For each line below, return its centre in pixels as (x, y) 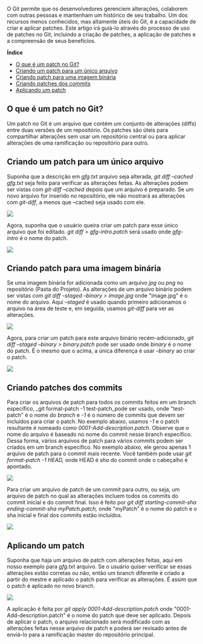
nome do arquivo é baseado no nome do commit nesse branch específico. (99, 434)
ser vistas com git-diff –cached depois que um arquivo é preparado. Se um (100, 189)
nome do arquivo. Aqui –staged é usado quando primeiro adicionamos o (97, 302)
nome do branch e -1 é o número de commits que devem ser (109, 415)
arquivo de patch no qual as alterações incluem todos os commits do (93, 496)
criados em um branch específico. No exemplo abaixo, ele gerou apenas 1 (99, 447)
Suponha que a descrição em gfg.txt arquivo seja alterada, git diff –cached (100, 176)
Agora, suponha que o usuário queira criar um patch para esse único (93, 225)
